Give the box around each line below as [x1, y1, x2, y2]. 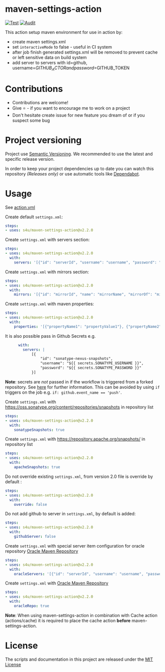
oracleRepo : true [14, 604, 50, 609]
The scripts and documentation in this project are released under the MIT [5, 656, 153, 662]
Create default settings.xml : [5, 214, 63, 220]
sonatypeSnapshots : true [14, 427, 65, 432]
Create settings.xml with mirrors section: [5, 269, 89, 275]
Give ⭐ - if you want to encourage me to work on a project [12, 105, 130, 111]
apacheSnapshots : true [14, 465, 60, 470]
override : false [14, 502, 48, 507]
